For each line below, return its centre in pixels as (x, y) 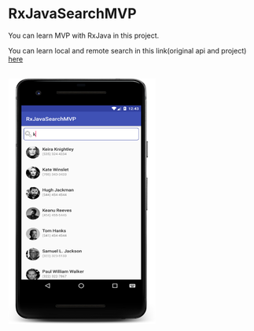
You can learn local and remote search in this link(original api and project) (127, 50)
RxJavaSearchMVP (72, 14)
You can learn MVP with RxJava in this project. (84, 35)
